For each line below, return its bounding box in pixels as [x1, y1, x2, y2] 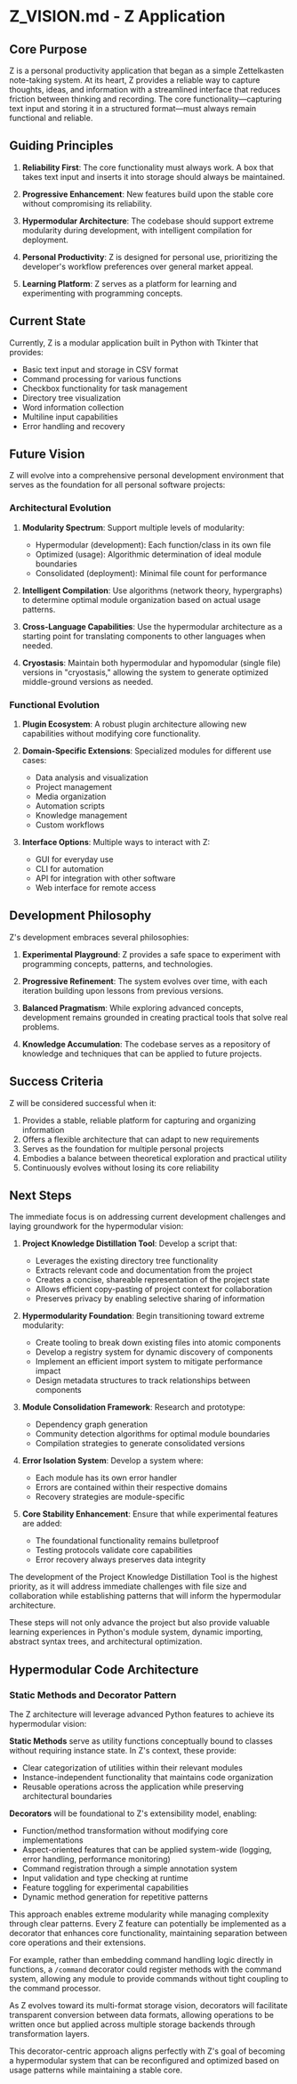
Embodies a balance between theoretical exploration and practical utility [21, 1152, 287, 1163]
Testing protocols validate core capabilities [35, 1545, 193, 1556]
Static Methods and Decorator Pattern [9, 1689, 177, 1701]
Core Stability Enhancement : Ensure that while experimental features [21, 1509, 278, 1519]
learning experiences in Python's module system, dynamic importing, [9, 1627, 263, 1638]
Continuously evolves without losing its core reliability [21, 1162, 220, 1173]
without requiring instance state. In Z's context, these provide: [9, 1746, 237, 1756]
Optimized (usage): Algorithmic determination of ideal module [35, 549, 262, 559]
